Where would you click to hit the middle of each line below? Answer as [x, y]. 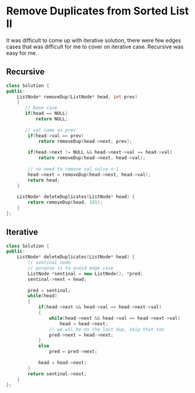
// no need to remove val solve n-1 [73, 169]
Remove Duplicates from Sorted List [97, 11]
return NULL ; [52, 119]
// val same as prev [51, 130]
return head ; [44, 180]
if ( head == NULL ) [46, 114]
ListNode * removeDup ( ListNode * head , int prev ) [77, 97]
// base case [41, 108]
